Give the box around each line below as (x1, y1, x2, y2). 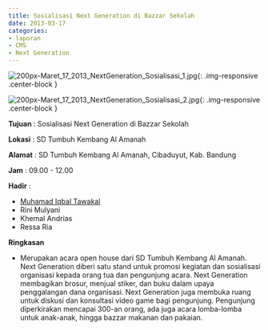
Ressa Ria (19, 222, 53, 231)
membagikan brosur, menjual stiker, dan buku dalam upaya (19, 279, 214, 288)
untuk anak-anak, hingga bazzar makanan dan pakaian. (19, 313, 203, 322)
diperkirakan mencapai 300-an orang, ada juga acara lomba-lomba (19, 304, 242, 313)
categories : (8, 26, 48, 34)
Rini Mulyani (19, 205, 61, 215)
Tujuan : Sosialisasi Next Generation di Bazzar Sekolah (8, 119, 190, 128)
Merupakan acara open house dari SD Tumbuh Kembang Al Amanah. (19, 253, 247, 263)
